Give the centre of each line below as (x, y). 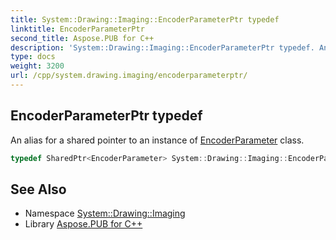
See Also (38, 189)
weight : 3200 (37, 66)
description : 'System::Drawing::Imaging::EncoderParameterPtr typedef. (162, 47)
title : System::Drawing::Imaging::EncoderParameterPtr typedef (145, 19)
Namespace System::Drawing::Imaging (105, 213)
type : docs (33, 57)
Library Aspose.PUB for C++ (83, 224)
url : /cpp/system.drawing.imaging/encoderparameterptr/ (129, 76)
